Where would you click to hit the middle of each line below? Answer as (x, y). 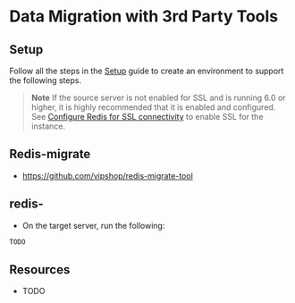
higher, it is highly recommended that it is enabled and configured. (153, 107)
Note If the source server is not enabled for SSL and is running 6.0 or (158, 97)
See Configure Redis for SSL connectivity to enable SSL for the (147, 117)
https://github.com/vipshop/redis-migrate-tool (108, 175)
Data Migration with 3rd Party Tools (144, 17)
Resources (40, 269)
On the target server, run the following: (93, 225)
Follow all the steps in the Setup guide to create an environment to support (147, 71)
